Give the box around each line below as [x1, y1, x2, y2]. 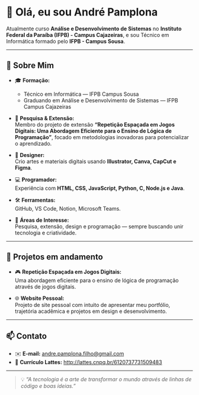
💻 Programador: [14, 175, 57, 183]
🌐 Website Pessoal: [14, 294, 65, 302]
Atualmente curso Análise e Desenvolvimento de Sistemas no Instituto [6, 25, 182, 32]
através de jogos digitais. [14, 283, 76, 290]
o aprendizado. [14, 140, 52, 147]
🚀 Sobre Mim [6, 61, 54, 71]
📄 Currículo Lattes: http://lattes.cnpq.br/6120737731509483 [14, 359, 162, 366]
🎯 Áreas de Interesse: [14, 217, 69, 224]
